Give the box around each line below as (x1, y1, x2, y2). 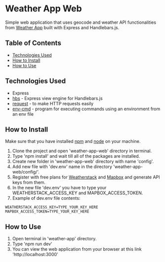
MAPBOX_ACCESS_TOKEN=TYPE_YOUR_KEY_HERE (5, 209, 90, 214)
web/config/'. (12, 169, 40, 175)
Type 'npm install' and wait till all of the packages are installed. (12, 153, 140, 159)
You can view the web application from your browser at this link (12, 246, 142, 252)
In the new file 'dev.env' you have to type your (12, 185, 107, 191)
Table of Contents (5, 39, 62, 47)
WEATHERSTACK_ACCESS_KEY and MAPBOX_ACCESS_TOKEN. (12, 190, 143, 196)
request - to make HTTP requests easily (12, 100, 94, 106)
